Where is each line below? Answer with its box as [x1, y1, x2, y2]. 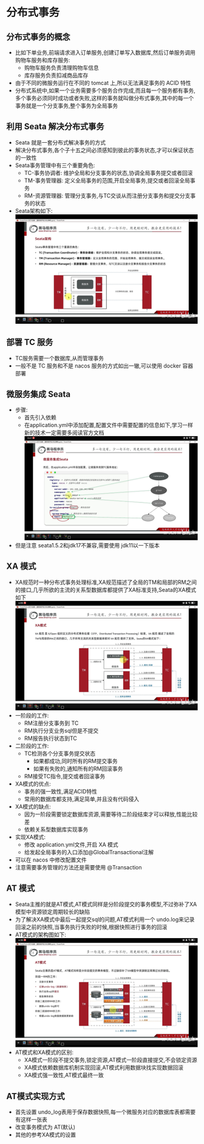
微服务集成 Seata [6, 389, 71, 399]
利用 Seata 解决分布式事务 [6, 122, 104, 132]
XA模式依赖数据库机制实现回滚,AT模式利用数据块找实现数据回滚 [24, 1064, 184, 1071]
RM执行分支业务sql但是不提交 [24, 727, 99, 734]
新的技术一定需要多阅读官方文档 [24, 429, 104, 436]
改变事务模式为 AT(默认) [15, 1123, 76, 1131]
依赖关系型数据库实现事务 [24, 826, 89, 833]
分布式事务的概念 [6, 32, 70, 42]
